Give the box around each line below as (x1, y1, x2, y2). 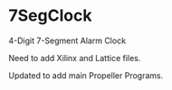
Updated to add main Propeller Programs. (8, 69, 164, 81)
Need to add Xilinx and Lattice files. (8, 52, 141, 63)
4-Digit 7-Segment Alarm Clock (8, 35, 127, 46)
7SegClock (8, 5, 92, 26)
